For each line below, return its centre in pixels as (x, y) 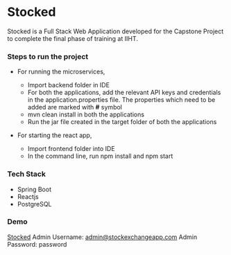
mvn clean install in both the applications (86, 114)
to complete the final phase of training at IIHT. (73, 38)
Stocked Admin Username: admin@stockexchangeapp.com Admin (102, 237)
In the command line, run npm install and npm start (100, 156)
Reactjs (28, 196)
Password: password (37, 244)
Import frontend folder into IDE (71, 149)
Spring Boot (34, 189)
